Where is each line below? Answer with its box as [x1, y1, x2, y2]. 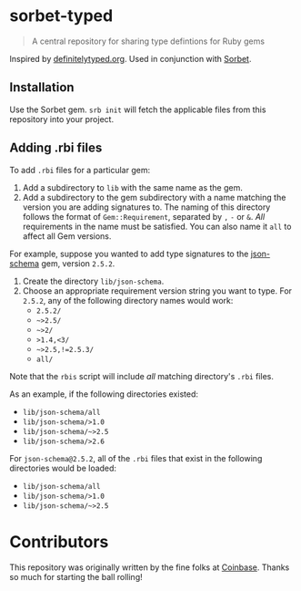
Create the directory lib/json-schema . [22, 275, 165, 286]
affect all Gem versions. [22, 230, 112, 242]
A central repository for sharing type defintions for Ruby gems [31, 36, 266, 47]
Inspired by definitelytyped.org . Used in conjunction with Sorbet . [9, 53, 252, 64]
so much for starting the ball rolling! [9, 571, 143, 582]
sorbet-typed [9, 5, 114, 26]
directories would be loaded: [9, 462, 116, 473]
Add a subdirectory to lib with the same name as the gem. [22, 181, 243, 192]
